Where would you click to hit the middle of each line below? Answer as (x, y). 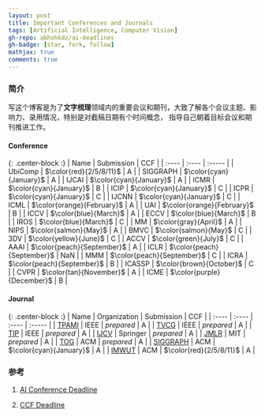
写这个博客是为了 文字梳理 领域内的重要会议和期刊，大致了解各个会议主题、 (129, 107)
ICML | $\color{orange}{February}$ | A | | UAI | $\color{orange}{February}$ (131, 205)
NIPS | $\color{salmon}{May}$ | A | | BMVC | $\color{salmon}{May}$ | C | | (130, 231)
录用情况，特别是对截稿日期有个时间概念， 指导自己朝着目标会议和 (137, 117)
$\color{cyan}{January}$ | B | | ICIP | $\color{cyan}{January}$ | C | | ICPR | (131, 188)
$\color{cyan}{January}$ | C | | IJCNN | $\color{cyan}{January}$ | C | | (124, 197)
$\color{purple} (195, 272)
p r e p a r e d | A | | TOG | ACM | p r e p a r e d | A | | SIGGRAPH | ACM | (112, 341)
